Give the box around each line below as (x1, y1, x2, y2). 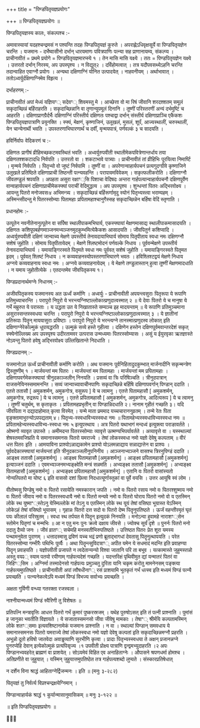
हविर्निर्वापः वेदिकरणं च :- (6, 137, 52, 144)
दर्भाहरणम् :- (6, 87, 30, 93)
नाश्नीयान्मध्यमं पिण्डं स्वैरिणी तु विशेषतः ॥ (6, 597, 81, 604)
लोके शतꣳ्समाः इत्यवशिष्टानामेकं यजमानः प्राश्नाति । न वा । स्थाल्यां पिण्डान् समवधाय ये (6, 622, 170, 629)
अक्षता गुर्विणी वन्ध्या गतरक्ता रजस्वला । (6, 585, 80, 592)
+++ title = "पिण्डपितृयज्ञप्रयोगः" (6, 6, 70, 12)
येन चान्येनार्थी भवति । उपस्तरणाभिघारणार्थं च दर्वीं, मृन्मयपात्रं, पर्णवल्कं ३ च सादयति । (6, 125, 164, 132)
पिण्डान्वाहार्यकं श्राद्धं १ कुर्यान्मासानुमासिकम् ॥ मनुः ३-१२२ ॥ (6, 691, 118, 698)
